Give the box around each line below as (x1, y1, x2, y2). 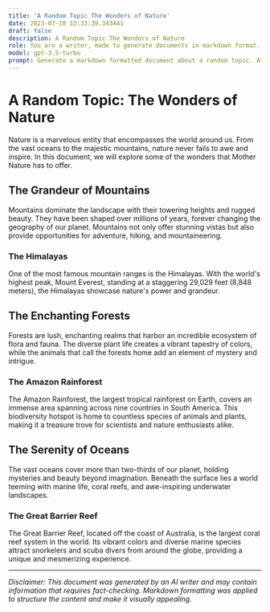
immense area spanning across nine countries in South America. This (8, 403, 239, 413)
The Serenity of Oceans (8, 443, 130, 457)
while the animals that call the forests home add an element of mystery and (8, 347, 257, 357)
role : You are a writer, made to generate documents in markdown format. (8, 42, 261, 50)
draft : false (8, 27, 52, 35)
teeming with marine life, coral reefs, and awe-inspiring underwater (8, 481, 231, 491)
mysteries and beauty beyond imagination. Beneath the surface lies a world (8, 473, 259, 483)
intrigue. (8, 356, 36, 365)
